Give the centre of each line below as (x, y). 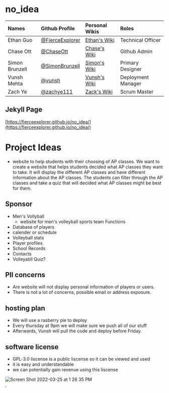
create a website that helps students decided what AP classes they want (88, 167)
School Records (29, 248)
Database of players (33, 227)
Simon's (95, 62)
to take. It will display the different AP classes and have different (79, 172)
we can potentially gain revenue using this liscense (65, 369)
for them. (22, 188)
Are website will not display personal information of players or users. (83, 287)
